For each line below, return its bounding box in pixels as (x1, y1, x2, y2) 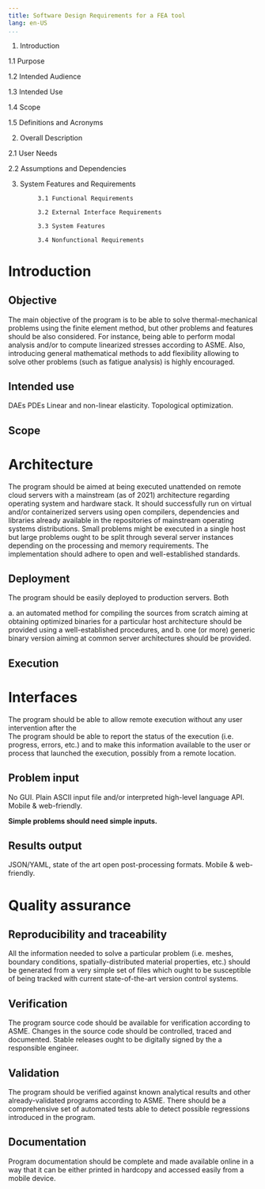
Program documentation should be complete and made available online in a (8, 1157, 255, 1166)
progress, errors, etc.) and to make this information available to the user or (8, 740, 251, 749)
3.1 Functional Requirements (37, 194, 134, 202)
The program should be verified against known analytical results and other (8, 1088, 252, 1097)
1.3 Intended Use (8, 86, 63, 96)
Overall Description (19, 132, 83, 143)
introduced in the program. (8, 1113, 96, 1122)
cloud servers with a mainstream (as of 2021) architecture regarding (8, 490, 230, 499)
